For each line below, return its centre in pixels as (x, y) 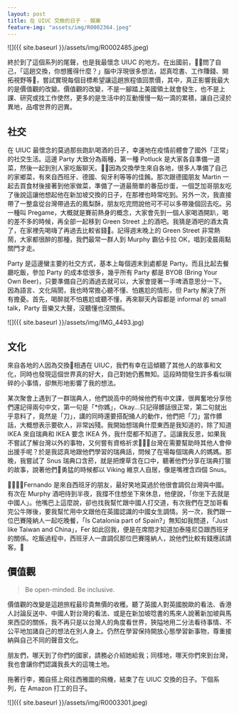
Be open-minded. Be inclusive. (70, 589)
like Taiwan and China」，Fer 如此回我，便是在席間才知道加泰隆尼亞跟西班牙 (118, 529)
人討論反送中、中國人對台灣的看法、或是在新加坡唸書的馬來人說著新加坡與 (116, 613)
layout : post (27, 14)
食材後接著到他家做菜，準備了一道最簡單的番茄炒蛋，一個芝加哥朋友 (126, 186)
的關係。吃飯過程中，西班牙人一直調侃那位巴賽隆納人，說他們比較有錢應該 (116, 538)
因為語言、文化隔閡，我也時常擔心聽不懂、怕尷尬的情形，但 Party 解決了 (113, 291)
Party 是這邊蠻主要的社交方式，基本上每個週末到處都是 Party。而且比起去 (115, 263)
